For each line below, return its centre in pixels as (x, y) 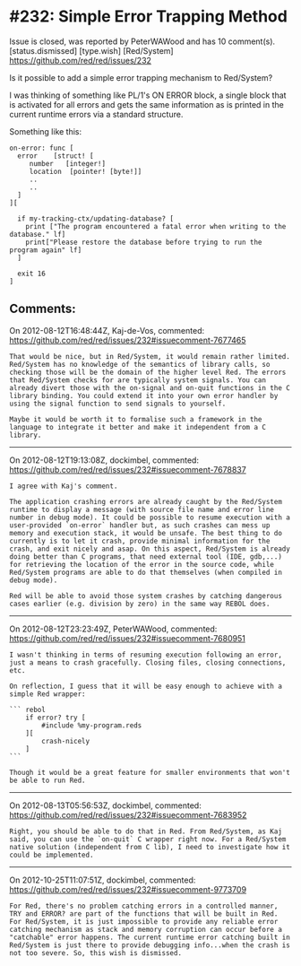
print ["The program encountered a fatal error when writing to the (156, 226)
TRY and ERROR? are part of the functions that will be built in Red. (144, 914)
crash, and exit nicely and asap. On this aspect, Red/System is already (150, 549)
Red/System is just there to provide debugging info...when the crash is (150, 945)
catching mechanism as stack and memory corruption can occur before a (146, 929)
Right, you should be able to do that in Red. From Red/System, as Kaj (146, 831)
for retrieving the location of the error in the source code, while (142, 564)
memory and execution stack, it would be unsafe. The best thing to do (146, 533)
